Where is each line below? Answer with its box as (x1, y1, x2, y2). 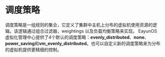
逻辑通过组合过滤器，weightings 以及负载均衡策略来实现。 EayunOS (18, 28, 157, 34)
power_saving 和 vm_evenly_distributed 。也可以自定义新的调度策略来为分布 (5, 40, 161, 46)
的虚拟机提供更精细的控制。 (5, 47, 62, 53)
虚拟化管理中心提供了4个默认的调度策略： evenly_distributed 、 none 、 (5, 34, 149, 40)
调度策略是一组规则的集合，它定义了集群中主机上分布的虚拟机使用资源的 (5, 22, 153, 28)
